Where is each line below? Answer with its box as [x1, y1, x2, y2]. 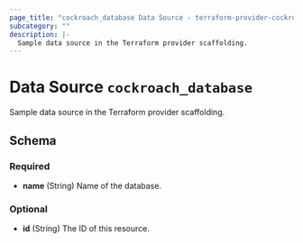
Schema [9, 132, 57, 148]
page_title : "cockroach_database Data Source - [9, 13, 192, 22]
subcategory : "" [9, 22, 70, 31]
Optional [9, 202, 48, 215]
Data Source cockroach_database [9, 77, 253, 97]
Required [9, 159, 50, 172]
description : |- [9, 30, 70, 39]
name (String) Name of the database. [22, 180, 162, 191]
